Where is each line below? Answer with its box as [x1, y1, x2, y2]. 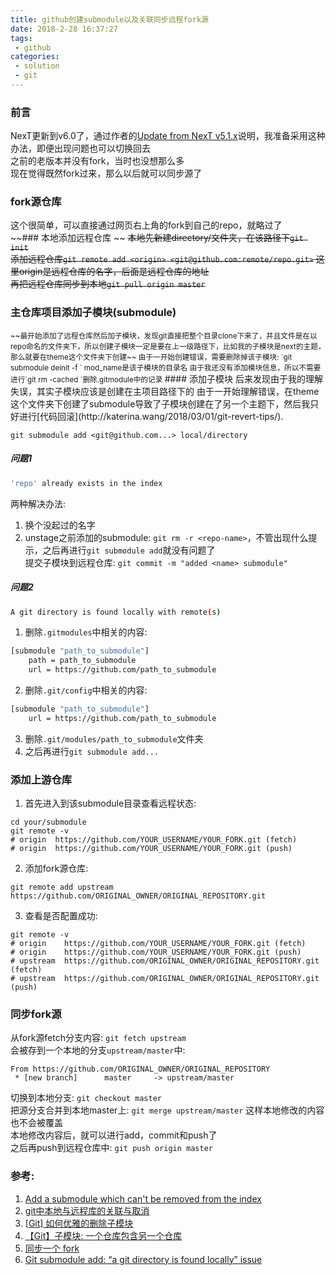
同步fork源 [10, 1007, 62, 1021]
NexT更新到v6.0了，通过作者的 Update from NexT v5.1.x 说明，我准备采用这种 [10, 130, 326, 142]
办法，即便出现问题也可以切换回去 [10, 142, 151, 155]
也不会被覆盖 [10, 1117, 63, 1129]
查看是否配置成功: [24, 910, 98, 922]
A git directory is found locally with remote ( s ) [10, 607, 222, 617]
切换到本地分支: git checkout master [10, 1092, 163, 1104]
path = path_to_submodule [28, 656, 137, 666]
